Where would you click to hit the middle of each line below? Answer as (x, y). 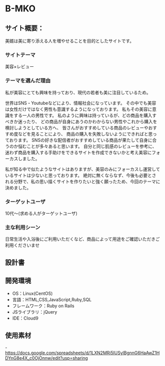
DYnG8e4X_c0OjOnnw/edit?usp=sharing (47, 358)
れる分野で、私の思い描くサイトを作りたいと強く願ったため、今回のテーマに (83, 182)
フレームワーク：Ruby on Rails (43, 306)
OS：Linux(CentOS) (33, 294)
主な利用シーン (23, 227)
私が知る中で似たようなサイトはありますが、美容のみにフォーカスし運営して (83, 169)
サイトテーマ (20, 55)
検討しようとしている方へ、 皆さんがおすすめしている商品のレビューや (77, 128)
